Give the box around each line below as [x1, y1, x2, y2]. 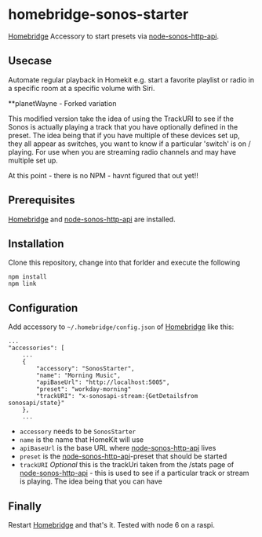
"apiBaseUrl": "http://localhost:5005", [36, 378, 170, 386]
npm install [8, 273, 47, 281]
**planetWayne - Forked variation [8, 98, 117, 108]
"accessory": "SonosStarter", [36, 365, 135, 373]
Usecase [8, 54, 53, 68]
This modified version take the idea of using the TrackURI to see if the [8, 114, 234, 123]
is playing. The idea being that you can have [19, 477, 162, 486]
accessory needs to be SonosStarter [19, 426, 136, 437]
